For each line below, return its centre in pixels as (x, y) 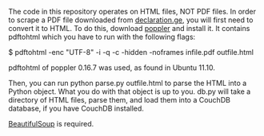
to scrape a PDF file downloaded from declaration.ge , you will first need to (131, 20)
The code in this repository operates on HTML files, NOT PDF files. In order (132, 12)
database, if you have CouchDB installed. (76, 108)
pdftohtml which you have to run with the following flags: (102, 37)
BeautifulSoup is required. (51, 124)
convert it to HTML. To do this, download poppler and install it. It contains (129, 28)
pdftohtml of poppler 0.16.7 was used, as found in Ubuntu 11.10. (112, 68)
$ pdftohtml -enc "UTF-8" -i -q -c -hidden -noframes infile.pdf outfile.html (131, 52)
